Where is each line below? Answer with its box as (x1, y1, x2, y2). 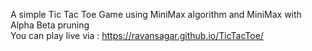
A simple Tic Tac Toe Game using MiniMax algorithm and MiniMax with (10, 9, 302, 20)
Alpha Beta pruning (10, 19, 90, 31)
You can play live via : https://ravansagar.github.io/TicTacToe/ (10, 30, 264, 41)
